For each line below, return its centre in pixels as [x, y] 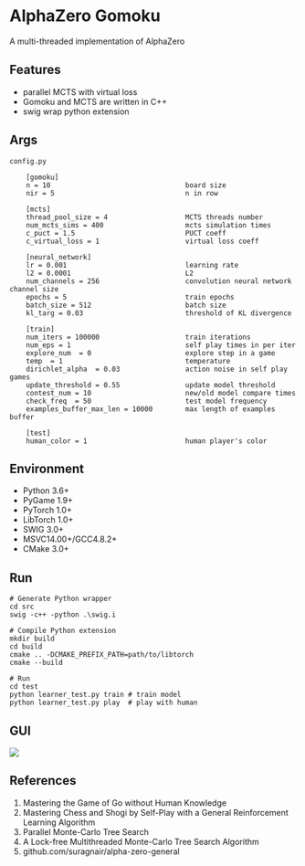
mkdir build [32, 639]
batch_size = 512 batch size [126, 305]
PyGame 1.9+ [47, 501]
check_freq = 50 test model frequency [147, 401]
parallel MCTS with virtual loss [80, 91]
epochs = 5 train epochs [130, 297]
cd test [24, 687]
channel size [34, 289]
